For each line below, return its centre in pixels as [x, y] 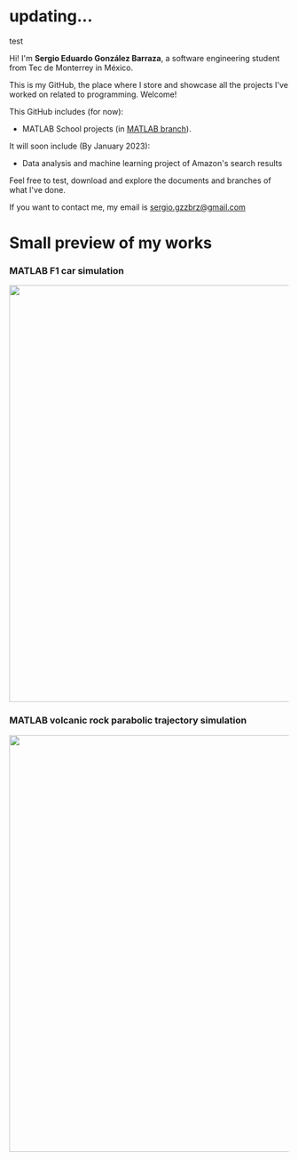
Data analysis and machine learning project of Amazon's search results [152, 163]
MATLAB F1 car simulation [67, 271]
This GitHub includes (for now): [67, 111]
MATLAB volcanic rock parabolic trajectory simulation [128, 720]
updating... [51, 16]
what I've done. [38, 189]
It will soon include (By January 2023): [80, 146]
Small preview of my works [111, 243]
